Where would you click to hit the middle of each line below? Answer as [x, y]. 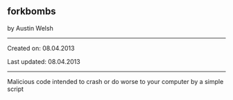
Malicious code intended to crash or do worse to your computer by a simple [115, 81]
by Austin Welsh [30, 28]
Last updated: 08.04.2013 [44, 61]
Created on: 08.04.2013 [41, 48]
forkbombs [32, 11]
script [16, 89]
